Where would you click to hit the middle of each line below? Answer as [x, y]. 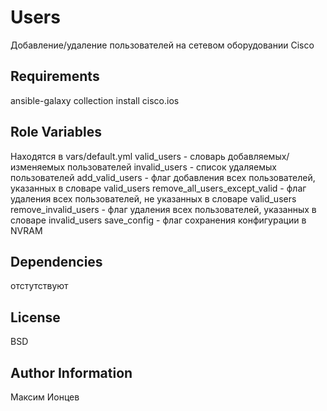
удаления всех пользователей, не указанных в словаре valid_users [153, 198]
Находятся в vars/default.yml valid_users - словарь [118, 156]
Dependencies [56, 261]
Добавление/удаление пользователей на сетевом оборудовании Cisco [162, 45]
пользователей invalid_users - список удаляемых [171, 167]
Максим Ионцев [45, 397]
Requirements [55, 76]
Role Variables [56, 132]
